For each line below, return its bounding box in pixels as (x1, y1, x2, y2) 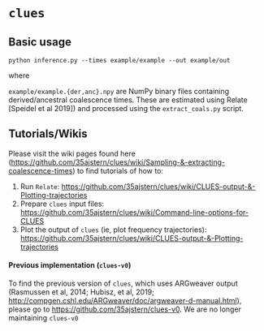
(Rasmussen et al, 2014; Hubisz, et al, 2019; (8, 287, 154, 297)
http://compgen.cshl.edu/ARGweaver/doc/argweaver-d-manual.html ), (8, 296, 242, 306)
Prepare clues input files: (19, 199, 104, 208)
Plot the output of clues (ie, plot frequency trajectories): (19, 225, 207, 234)
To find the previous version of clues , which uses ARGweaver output (8, 278, 238, 289)
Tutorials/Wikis (8, 127, 88, 141)
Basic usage (8, 35, 71, 49)
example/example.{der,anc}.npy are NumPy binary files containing (8, 87, 230, 96)
